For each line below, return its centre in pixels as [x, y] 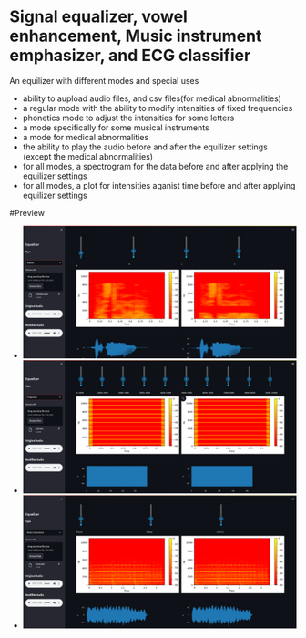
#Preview [27, 212]
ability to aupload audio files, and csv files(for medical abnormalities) [152, 98]
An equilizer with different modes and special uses [104, 80]
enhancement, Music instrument [136, 36]
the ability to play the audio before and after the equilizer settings [145, 147]
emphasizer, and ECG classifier [130, 56]
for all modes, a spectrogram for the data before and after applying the [155, 166]
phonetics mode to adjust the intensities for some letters [128, 118]
